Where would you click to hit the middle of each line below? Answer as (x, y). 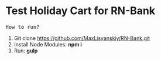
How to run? (23, 27)
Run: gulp (26, 51)
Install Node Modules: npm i (48, 44)
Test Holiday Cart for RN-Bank (80, 11)
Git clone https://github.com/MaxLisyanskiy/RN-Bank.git (82, 38)
